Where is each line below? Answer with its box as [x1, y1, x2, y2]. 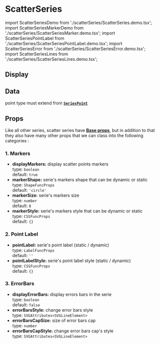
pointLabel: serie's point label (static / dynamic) [12, 242, 109, 248]
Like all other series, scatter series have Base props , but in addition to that [5, 127, 155, 133]
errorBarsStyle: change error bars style [12, 307, 93, 313]
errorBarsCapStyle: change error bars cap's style [12, 328, 114, 334]
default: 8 [12, 203, 31, 209]
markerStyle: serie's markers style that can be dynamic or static [12, 208, 143, 214]
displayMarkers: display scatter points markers [12, 161, 109, 167]
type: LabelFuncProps [12, 247, 55, 253]
